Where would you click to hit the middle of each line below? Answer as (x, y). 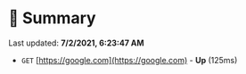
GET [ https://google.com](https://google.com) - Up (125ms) (129, 60)
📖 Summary (52, 18)
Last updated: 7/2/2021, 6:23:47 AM (76, 43)
